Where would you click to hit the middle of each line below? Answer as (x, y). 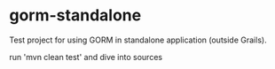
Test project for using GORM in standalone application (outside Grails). (138, 40)
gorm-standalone (75, 15)
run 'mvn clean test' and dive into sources (86, 57)
